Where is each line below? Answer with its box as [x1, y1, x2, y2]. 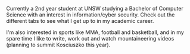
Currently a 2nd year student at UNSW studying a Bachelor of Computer [6, 5, 183, 12]
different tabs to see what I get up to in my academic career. [6, 18, 154, 24]
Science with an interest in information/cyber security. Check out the [6, 11, 175, 18]
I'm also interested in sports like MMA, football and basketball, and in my [6, 29, 185, 36]
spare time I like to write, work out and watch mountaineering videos [6, 35, 175, 42]
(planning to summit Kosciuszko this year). [6, 41, 111, 48]
